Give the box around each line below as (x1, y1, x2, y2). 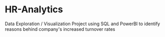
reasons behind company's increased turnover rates (5, 26, 116, 32)
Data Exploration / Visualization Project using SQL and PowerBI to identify (5, 21, 160, 27)
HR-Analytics (5, 4, 64, 15)
